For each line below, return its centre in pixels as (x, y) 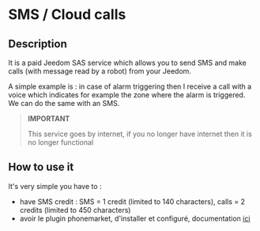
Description (38, 44)
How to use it (41, 167)
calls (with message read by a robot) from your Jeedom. (100, 71)
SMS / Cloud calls (67, 15)
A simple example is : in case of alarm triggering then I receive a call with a (130, 86)
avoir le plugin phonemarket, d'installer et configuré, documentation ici (135, 218)
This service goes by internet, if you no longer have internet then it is (140, 134)
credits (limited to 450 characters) (75, 210)
